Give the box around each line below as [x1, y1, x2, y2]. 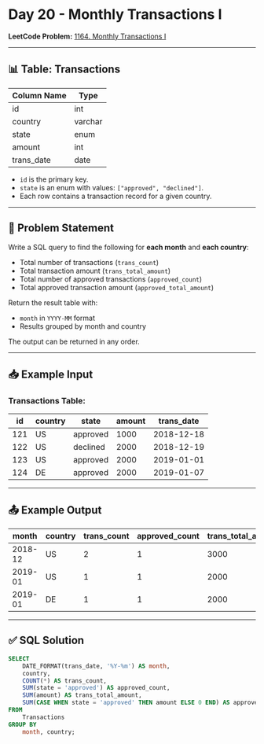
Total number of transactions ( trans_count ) [19, 257, 159, 267]
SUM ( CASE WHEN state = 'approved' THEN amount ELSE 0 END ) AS [22, 698, 230, 707]
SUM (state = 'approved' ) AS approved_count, [22, 684, 170, 692]
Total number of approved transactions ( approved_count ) [19, 274, 203, 284]
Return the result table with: [8, 297, 98, 308]
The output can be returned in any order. [8, 337, 140, 346]
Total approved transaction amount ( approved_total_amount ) [19, 282, 214, 292]
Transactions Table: [8, 395, 86, 406]
